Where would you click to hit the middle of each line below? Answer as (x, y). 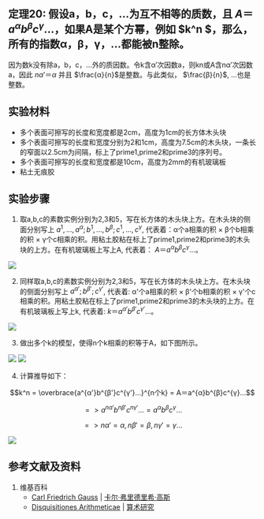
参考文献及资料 (45, 467)
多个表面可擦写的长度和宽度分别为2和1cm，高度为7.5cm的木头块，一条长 (138, 142)
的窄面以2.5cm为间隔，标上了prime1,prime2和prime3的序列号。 (123, 151)
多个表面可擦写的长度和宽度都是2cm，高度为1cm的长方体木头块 (123, 132)
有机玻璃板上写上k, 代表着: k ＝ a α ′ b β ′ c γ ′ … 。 (89, 311)
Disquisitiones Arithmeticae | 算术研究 (93, 506)
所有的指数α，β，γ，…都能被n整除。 (99, 45)
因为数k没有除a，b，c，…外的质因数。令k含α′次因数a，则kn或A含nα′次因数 (131, 65)
